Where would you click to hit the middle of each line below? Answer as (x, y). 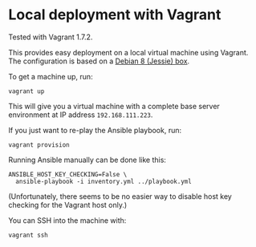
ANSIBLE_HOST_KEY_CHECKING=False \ (68, 174)
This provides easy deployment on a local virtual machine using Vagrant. (128, 52)
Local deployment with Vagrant (115, 15)
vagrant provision (39, 145)
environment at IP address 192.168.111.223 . (81, 115)
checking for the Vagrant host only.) (68, 204)
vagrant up (26, 91)
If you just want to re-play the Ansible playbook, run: (95, 130)
